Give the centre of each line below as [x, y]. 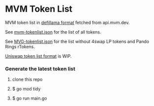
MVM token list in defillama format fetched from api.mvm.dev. [67, 22]
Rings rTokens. [20, 46]
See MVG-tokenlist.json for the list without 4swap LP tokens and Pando [77, 41]
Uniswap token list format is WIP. [38, 56]
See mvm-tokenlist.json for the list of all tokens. [53, 32]
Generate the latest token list [40, 68]
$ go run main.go [30, 98]
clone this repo [27, 80]
